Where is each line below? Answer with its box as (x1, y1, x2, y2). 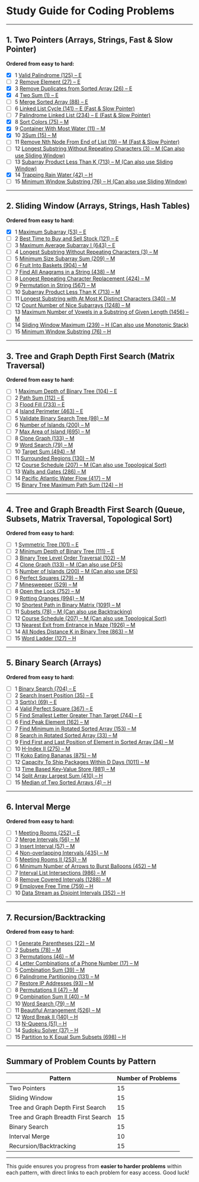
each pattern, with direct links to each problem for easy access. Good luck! (6, 1169, 190, 1176)
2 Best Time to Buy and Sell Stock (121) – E (14, 235, 119, 242)
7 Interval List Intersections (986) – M (14, 869, 107, 876)
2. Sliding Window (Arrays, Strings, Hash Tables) (6, 201, 190, 211)
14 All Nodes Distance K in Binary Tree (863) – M (14, 628, 134, 635)
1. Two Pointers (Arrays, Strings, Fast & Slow (6, 35, 173, 45)
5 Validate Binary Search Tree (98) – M (14, 414, 110, 421)
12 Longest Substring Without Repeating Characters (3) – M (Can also (14, 145, 185, 152)
